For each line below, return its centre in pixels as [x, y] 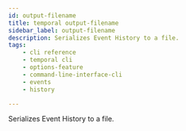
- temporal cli [48, 60]
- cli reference [50, 52]
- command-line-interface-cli [73, 75]
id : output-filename [43, 15]
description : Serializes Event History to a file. [94, 38]
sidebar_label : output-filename [62, 30]
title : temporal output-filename [64, 23]
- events [37, 82]
